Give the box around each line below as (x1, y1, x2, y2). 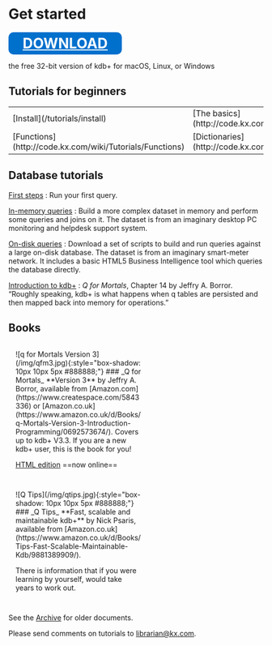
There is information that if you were (15, 566, 137, 575)
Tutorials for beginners (8, 84, 127, 98)
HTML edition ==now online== (15, 460, 118, 470)
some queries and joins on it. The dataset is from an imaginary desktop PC (8, 214, 257, 224)
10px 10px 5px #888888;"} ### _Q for (15, 366, 142, 377)
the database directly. (8, 264, 81, 274)
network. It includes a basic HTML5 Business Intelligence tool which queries (8, 256, 263, 266)
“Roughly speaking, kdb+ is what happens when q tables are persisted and (8, 289, 258, 298)
